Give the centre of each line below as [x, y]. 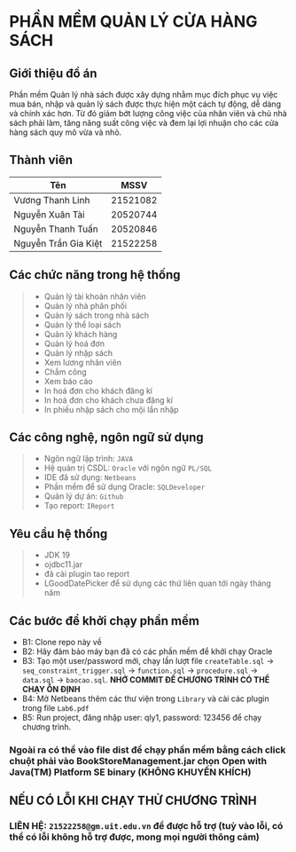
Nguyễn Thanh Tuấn [56, 229]
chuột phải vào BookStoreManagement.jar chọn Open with [138, 761]
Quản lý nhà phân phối [85, 305]
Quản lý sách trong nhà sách [97, 315]
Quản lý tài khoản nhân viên [95, 296]
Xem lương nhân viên [83, 362]
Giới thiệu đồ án [53, 73]
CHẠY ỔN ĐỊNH [51, 690]
